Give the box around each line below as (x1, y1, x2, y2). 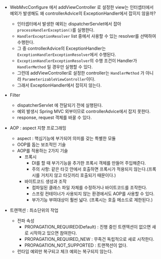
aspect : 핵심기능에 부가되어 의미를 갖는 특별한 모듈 (17, 136, 116, 141)
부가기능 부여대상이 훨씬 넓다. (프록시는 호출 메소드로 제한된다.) (31, 197, 153, 202)
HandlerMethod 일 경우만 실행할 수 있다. (17, 64, 93, 70)
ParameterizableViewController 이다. (22, 76, 96, 82)
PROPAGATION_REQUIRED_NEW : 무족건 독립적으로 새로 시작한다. (24, 236, 155, 242)
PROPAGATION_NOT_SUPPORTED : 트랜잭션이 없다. (24, 242, 128, 248)
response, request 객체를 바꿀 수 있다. (17, 115, 92, 120)
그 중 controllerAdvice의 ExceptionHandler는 (17, 46, 107, 51)
